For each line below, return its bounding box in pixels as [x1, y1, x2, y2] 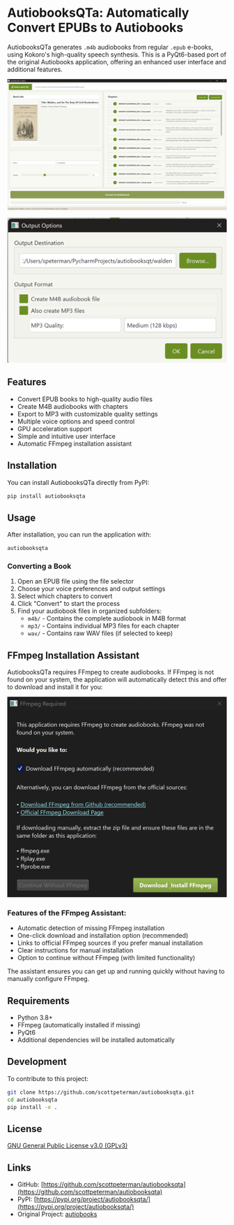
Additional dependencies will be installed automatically [17, 1036, 175, 1044]
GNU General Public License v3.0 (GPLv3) [7, 1141, 128, 1150]
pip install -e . [7, 1103, 58, 1110]
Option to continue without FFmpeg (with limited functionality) [17, 954, 196, 962]
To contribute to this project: [7, 1074, 89, 1082]
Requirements [7, 994, 70, 1007]
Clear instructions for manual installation [17, 946, 134, 955]
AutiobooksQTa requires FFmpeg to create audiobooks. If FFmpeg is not [7, 668, 214, 676]
